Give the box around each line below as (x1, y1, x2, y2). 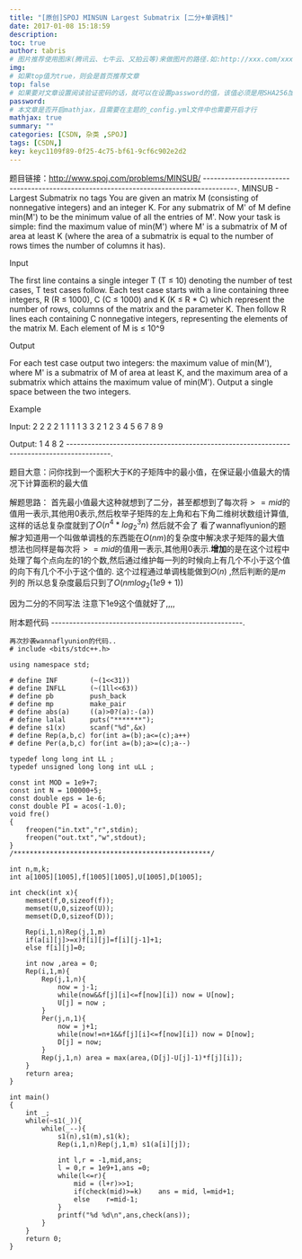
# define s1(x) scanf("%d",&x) (9, 723, 147, 732)
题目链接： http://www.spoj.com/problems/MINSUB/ (9, 173, 201, 183)
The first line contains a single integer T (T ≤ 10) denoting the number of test (9, 275, 293, 286)
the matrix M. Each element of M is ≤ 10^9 (9, 323, 164, 333)
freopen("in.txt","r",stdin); (25, 825, 139, 834)
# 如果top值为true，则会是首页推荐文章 (9, 72, 139, 81)
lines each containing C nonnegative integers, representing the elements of (9, 313, 289, 324)
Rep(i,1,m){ (25, 967, 70, 976)
